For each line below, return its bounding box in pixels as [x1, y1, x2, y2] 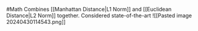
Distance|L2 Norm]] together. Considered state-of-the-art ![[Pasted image [6, 12, 193, 19]
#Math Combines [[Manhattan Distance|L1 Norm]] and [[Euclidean [6, 6, 172, 13]
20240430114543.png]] [6, 18, 66, 25]
